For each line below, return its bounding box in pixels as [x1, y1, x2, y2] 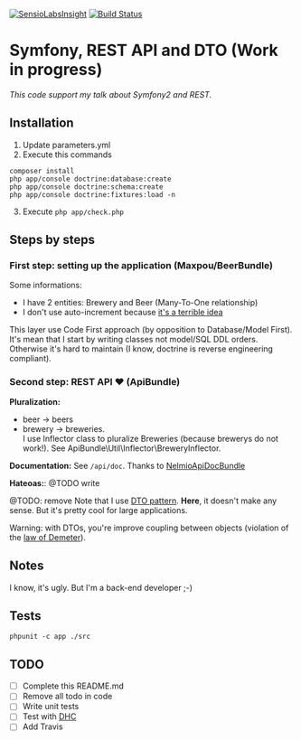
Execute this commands [22, 149, 113, 160]
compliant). [9, 353, 52, 364]
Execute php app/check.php [22, 206, 125, 217]
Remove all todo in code [22, 691, 113, 702]
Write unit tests [22, 701, 80, 712]
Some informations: [9, 280, 83, 291]
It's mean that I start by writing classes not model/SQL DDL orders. [9, 334, 259, 345]
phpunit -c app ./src [9, 632, 91, 642]
